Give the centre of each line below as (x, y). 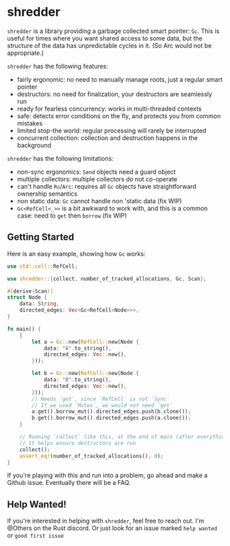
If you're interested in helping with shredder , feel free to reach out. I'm (106, 521)
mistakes (30, 123)
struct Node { (27, 297)
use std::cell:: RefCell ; (42, 266)
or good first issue (36, 536)
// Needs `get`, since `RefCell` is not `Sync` (101, 399)
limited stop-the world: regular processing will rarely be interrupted (112, 130)
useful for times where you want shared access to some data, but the (105, 38)
